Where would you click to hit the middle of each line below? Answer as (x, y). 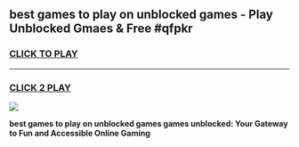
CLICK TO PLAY (44, 54)
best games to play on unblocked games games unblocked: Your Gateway (149, 123)
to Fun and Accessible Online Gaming (80, 133)
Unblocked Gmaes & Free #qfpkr (101, 29)
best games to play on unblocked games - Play (141, 15)
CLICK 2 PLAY (40, 87)
